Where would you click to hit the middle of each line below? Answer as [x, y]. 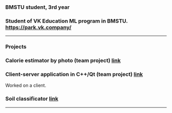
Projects [16, 47]
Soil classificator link [32, 99]
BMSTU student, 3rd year [38, 7]
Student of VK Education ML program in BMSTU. [67, 21]
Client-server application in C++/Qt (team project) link [74, 74]
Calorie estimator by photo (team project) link [63, 61]
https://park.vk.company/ [38, 27]
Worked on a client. [26, 85]
